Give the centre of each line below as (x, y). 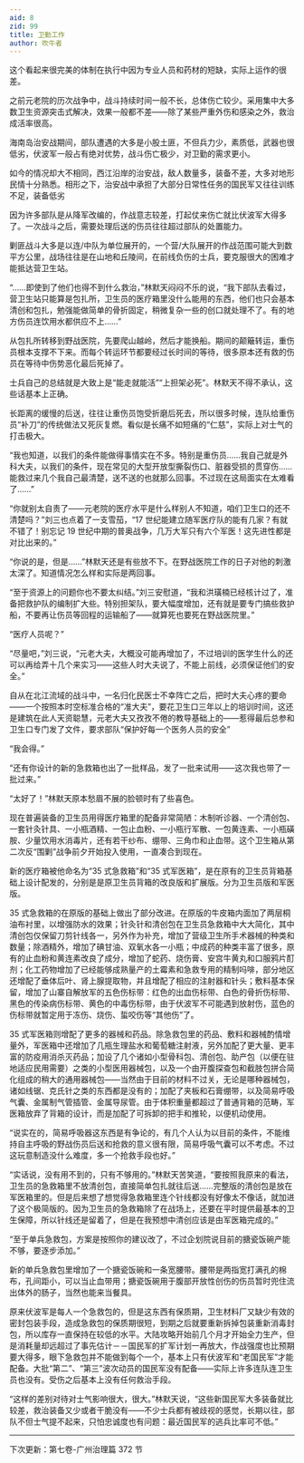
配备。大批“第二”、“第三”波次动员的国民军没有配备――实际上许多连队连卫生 (151, 1369)
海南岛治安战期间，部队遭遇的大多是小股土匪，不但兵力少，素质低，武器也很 (152, 142)
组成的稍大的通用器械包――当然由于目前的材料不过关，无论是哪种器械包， (156, 1080)
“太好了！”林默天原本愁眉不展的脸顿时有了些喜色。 (104, 799)
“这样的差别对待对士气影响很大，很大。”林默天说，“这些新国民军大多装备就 (147, 1399)
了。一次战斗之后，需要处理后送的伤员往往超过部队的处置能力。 (128, 227)
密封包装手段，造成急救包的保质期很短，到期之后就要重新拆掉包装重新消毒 (148, 1323)
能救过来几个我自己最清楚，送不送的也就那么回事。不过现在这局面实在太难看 (152, 478)
